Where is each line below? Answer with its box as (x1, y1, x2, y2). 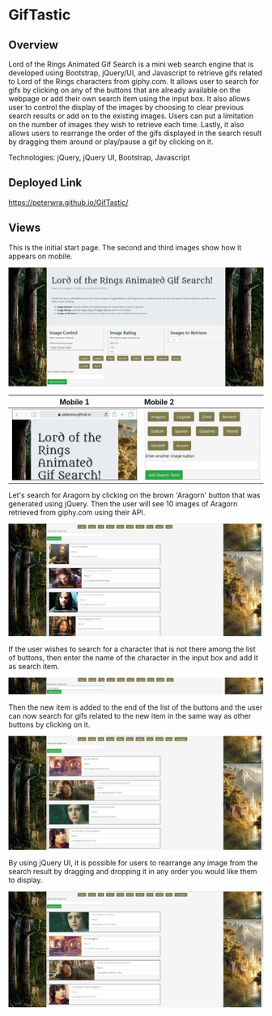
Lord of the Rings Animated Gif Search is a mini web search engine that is (8, 59, 254, 69)
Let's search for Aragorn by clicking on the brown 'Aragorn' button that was (8, 490, 261, 500)
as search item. (8, 662, 60, 672)
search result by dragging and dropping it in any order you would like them (8, 867, 257, 877)
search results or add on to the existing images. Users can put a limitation (8, 111, 254, 121)
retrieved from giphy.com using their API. (8, 508, 146, 518)
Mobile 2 (144, 397, 175, 407)
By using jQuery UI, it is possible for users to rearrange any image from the (8, 858, 258, 868)
